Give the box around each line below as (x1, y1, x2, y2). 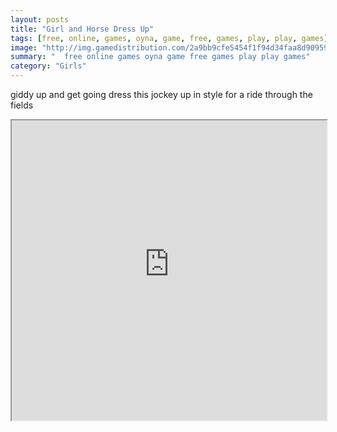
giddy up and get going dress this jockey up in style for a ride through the (10, 89, 313, 100)
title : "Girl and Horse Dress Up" (10, 24, 155, 34)
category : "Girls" (10, 61, 87, 71)
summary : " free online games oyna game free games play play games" (10, 52, 311, 62)
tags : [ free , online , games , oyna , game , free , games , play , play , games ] (10, 33, 329, 43)
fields (10, 99, 34, 111)
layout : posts (10, 14, 70, 25)
